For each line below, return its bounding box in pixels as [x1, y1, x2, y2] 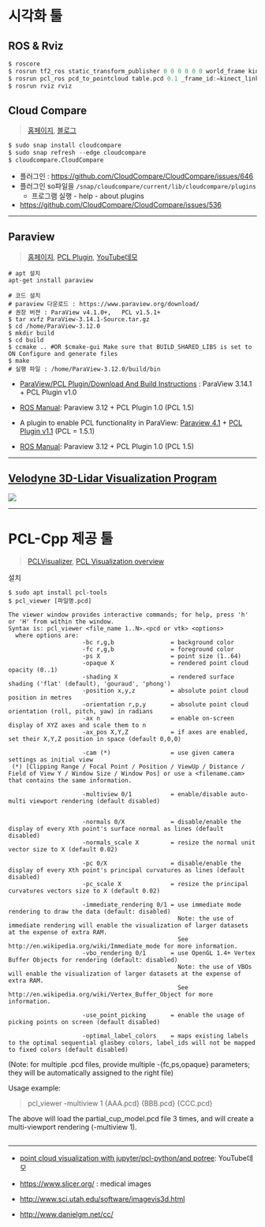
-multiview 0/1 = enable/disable [82, 790, 227, 798]
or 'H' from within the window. [8, 617, 114, 626]
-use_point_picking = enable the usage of [82, 1011, 245, 1019]
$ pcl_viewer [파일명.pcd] [8, 597, 92, 604]
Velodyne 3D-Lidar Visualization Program [8, 472, 217, 485]
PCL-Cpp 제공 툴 [8, 529, 114, 548]
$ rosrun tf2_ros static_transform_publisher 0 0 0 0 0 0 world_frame [8, 67, 245, 75]
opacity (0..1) [8, 666, 58, 674]
